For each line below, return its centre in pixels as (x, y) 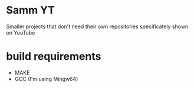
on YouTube (21, 32)
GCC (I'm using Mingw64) (46, 79)
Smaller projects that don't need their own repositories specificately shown (97, 26)
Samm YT (30, 10)
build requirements (54, 57)
